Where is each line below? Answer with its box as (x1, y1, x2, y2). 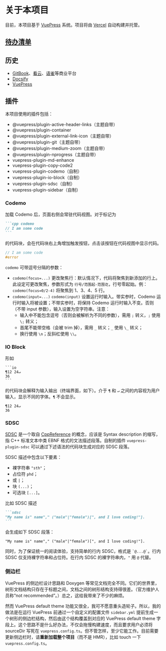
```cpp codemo (5, 221, 35, 226)
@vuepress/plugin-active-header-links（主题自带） (12, 121, 118, 127)
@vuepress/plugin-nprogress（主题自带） (12, 151, 99, 157)
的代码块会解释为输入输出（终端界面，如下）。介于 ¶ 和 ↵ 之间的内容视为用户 (5, 388, 160, 393)
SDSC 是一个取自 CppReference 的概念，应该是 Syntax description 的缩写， (5, 431, 161, 437)
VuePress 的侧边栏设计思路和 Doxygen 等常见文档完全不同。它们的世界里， (5, 580, 160, 586)
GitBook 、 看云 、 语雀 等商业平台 (12, 70, 77, 76)
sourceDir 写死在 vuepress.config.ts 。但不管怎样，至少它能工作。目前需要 (5, 628, 159, 634)
